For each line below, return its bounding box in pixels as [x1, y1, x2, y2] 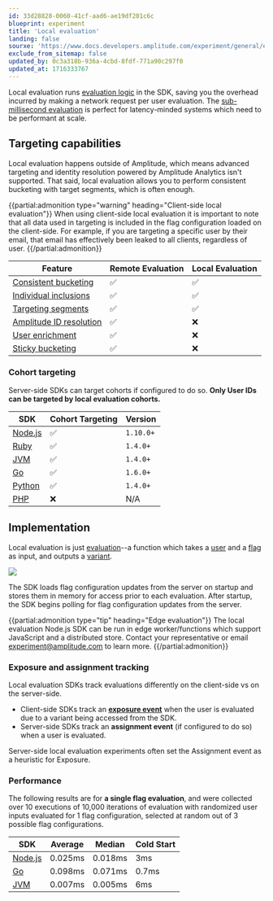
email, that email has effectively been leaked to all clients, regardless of [8, 234, 248, 244]
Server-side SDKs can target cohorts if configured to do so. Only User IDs [8, 385, 258, 395]
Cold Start [135, 839, 176, 851]
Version [125, 413, 157, 424]
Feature [41, 262, 73, 273]
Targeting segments [12, 303, 89, 314]
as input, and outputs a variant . [8, 551, 112, 561]
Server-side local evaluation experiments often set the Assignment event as [8, 746, 262, 755]
